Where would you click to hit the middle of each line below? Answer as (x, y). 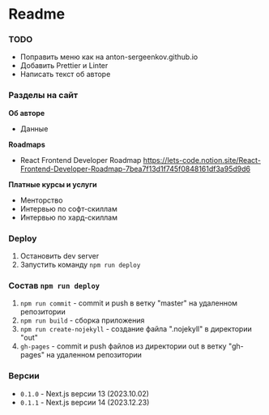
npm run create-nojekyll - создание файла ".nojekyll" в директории (136, 329)
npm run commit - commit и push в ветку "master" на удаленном (128, 303)
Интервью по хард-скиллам (68, 217)
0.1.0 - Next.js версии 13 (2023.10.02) (85, 393)
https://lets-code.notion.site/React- (202, 160)
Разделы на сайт (43, 96)
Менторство (41, 200)
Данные (34, 128)
